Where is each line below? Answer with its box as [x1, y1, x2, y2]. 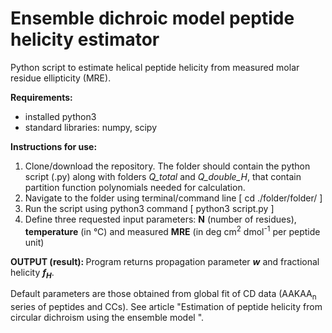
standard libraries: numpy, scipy [24, 121, 158, 133]
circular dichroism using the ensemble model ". [10, 312, 205, 324]
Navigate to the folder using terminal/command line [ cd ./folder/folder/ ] [24, 192, 323, 204]
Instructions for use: [10, 140, 98, 152]
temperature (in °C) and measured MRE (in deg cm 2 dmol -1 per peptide [24, 223, 321, 237]
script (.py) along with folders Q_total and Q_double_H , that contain [24, 170, 302, 182]
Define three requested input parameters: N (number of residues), [24, 213, 297, 225]
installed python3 [24, 110, 97, 122]
